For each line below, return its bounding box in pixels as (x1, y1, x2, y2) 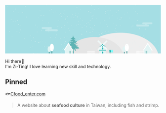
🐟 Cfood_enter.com (5, 91, 46, 97)
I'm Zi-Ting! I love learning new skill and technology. (5, 63, 111, 69)
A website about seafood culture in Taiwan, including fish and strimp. (17, 102, 160, 108)
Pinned (5, 78, 28, 86)
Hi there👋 (5, 58, 25, 64)
